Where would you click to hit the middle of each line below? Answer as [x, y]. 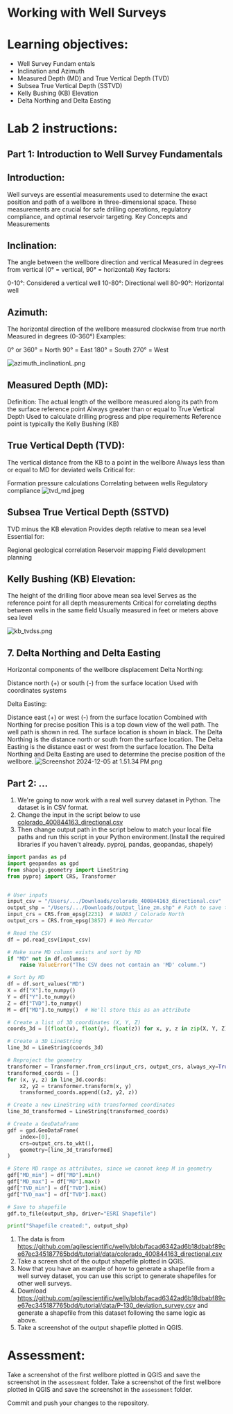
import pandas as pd [37, 857]
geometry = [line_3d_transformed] [66, 1150]
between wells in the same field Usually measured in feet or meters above [113, 610]
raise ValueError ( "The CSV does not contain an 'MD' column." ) [113, 965]
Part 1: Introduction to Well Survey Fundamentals [115, 154]
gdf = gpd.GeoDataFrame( [43, 1130]
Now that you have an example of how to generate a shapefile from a [116, 1269]
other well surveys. [44, 1284]
